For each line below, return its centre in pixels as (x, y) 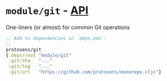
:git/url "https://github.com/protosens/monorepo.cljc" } (85, 72)
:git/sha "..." (30, 61)
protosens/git (24, 50)
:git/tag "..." (30, 66)
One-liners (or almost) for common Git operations (68, 27)
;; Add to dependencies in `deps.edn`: (56, 38)
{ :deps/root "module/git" (38, 55)
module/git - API (47, 11)
